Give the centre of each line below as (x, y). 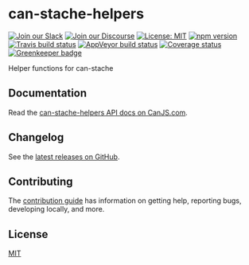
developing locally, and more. (56, 209)
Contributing (41, 181)
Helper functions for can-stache (61, 68)
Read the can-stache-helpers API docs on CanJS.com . (98, 112)
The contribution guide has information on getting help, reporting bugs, (125, 201)
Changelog (36, 137)
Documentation (48, 94)
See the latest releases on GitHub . (64, 157)
